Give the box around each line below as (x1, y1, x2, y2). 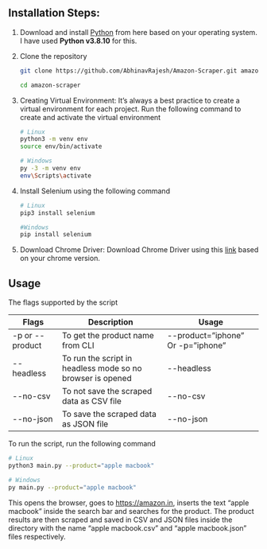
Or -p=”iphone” (166, 340, 226, 351)
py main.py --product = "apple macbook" (8, 483, 137, 492)
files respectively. (8, 531, 66, 541)
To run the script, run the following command (8, 439, 157, 449)
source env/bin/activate (19, 142, 103, 150)
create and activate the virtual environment (19, 112, 161, 122)
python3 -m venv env (19, 135, 88, 143)
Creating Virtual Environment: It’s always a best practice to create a (19, 95, 240, 105)
